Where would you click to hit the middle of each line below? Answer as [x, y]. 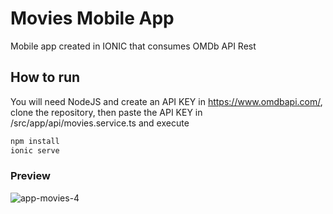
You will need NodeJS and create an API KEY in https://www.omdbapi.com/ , [166, 101]
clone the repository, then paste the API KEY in [106, 112]
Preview [30, 176]
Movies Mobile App [92, 18]
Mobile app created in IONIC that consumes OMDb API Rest [133, 46]
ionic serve [35, 150]
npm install [35, 141]
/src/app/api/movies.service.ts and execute [100, 123]
